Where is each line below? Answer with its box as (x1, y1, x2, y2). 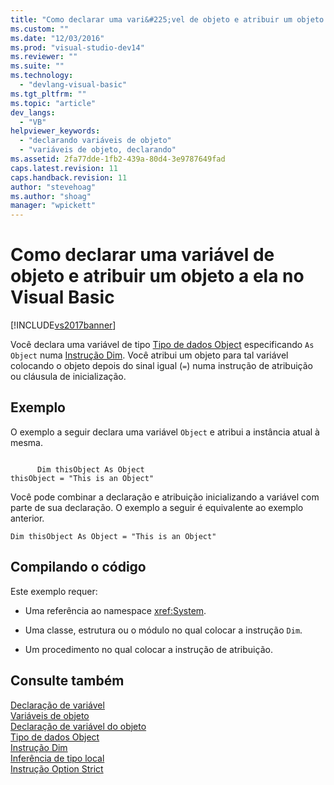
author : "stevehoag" (10, 182, 97, 192)
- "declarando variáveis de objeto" (19, 136, 172, 146)
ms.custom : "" (10, 24, 70, 34)
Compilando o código (10, 559, 147, 576)
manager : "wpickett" (10, 201, 97, 211)
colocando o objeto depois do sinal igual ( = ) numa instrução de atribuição (10, 360, 313, 372)
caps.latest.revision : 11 (10, 163, 118, 173)
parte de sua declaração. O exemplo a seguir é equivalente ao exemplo (10, 501, 304, 513)
